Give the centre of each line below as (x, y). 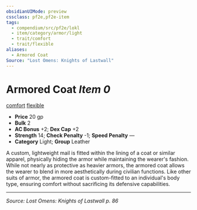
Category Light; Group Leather (52, 142)
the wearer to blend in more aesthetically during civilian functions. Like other (98, 172)
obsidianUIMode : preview (36, 11)
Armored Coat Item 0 (58, 89)
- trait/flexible (33, 44)
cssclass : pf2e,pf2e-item (38, 17)
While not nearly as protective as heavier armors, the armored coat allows (95, 166)
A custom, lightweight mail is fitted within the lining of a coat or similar (91, 153)
